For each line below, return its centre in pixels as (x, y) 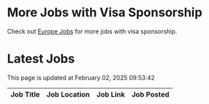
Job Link (111, 94)
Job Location (68, 94)
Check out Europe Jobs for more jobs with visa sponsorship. (92, 31)
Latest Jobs (41, 59)
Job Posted (150, 94)
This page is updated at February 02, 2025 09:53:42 (81, 77)
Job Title (25, 94)
